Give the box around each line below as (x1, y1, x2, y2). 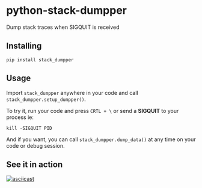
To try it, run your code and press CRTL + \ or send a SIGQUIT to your (6, 107, 179, 114)
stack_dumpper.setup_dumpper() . (6, 96, 86, 103)
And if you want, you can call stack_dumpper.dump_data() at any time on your (6, 136, 196, 143)
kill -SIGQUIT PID (6, 125, 52, 131)
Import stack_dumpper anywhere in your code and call (6, 89, 138, 96)
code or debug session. (6, 142, 65, 149)
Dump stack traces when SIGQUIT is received (6, 23, 120, 31)
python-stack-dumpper (6, 4, 127, 17)
